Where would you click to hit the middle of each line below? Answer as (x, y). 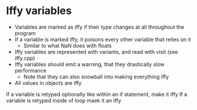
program (25, 33)
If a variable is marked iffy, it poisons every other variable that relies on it (103, 39)
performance (31, 70)
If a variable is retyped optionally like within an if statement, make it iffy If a (97, 94)
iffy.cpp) (25, 58)
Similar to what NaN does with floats (67, 46)
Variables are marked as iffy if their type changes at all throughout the (99, 27)
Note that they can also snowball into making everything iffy (96, 77)
